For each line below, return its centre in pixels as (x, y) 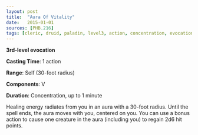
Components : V (26, 84)
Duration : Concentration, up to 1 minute (54, 96)
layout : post (22, 11)
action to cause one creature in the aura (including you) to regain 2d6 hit (94, 119)
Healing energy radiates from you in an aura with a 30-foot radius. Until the (97, 107)
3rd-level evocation (31, 50)
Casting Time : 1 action (34, 62)
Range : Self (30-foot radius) (40, 73)
